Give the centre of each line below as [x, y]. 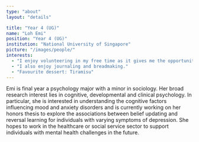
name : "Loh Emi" [26, 33]
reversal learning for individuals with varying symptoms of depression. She [97, 120]
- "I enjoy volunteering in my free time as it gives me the [89, 61]
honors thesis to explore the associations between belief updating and [92, 114]
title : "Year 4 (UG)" [33, 28]
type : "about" [24, 12]
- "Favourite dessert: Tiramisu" [53, 72]
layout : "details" [29, 17]
